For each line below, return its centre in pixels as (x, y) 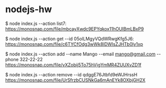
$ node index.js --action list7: (36, 23)
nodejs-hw (29, 9)
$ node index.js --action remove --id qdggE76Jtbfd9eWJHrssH (71, 74)
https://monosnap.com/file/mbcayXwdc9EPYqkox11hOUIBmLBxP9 (75, 28)
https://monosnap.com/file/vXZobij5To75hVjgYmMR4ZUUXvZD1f (73, 65)
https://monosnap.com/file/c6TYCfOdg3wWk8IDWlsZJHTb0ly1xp (74, 44)
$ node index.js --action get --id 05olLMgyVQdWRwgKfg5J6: (70, 39)
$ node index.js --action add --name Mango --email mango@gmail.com (80, 54)
